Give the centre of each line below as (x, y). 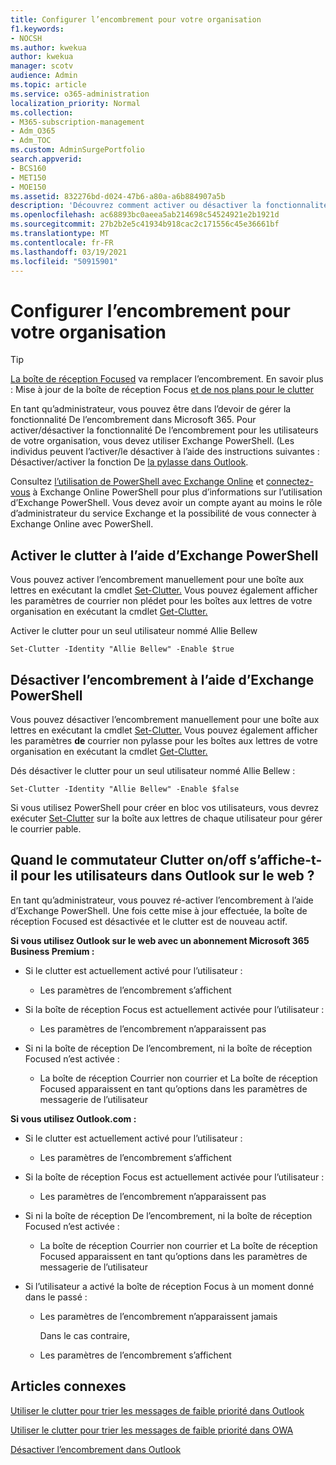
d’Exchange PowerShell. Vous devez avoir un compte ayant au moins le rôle (166, 503)
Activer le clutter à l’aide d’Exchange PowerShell (164, 555)
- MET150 (28, 177)
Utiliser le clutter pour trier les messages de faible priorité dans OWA (152, 1430)
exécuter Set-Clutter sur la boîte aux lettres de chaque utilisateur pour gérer (166, 818)
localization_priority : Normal (75, 103)
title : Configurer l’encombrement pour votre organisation (136, 19)
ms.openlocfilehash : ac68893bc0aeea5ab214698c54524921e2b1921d (145, 215)
